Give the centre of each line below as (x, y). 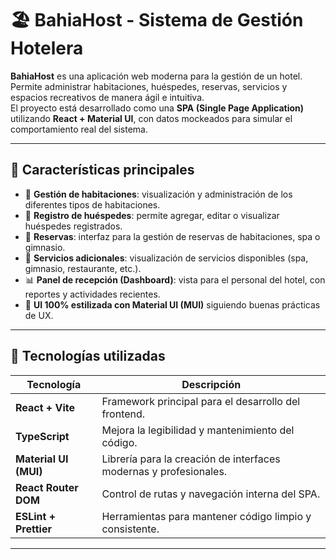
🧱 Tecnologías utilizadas (88, 356)
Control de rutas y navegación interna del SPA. (211, 494)
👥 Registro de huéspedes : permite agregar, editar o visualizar (152, 215)
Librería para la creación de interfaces (191, 459)
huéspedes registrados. (73, 226)
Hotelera (47, 48)
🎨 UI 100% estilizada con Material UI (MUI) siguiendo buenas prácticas (172, 304)
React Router (47, 487)
